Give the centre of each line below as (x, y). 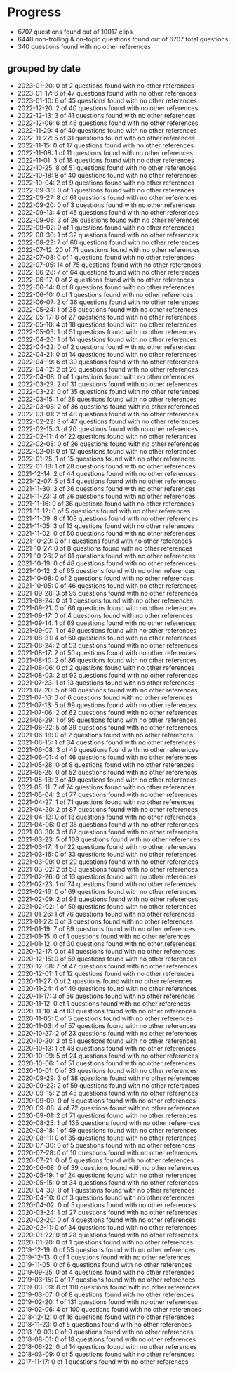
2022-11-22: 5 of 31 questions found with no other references (106, 138)
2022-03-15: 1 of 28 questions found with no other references (107, 399)
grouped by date (44, 68)
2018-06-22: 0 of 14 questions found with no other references (107, 1346)
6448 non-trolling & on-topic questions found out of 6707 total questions (123, 39)
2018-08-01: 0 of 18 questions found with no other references (107, 1339)
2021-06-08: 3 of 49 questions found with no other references (108, 749)
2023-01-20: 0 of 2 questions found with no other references (106, 86)
